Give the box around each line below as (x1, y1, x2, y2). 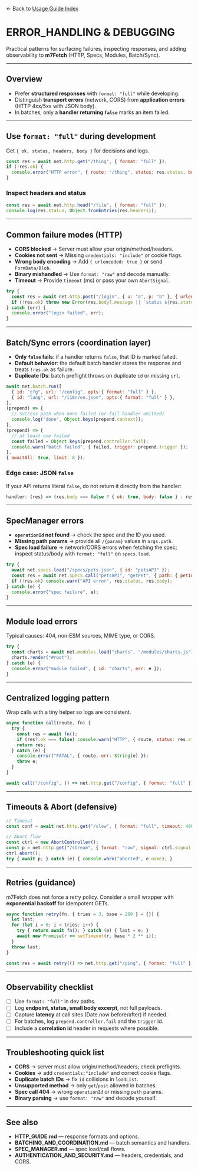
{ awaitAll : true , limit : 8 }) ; (6, 455, 85, 461)
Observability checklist (6, 982, 94, 992)
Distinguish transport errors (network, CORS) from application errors (14, 96, 185, 103)
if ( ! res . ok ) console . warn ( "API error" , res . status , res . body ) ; (11, 578, 173, 584)
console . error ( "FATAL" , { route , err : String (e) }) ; (16, 753, 149, 759)
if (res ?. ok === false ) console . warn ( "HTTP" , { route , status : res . (16, 736, 189, 742)
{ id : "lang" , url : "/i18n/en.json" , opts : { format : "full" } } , (11, 394, 176, 401)
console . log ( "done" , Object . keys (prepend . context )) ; (11, 417, 144, 422)
